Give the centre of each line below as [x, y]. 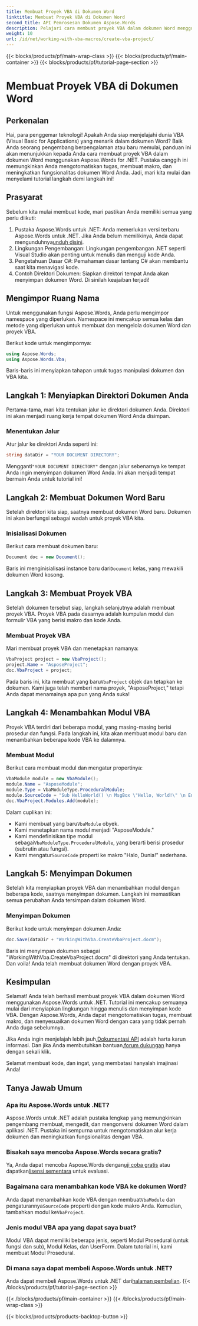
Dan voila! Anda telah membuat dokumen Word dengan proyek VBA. [89, 963]
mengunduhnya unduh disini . [49, 242]
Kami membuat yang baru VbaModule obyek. [67, 823]
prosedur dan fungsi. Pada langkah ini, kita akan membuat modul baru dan [97, 733]
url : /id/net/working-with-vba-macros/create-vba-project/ [80, 39]
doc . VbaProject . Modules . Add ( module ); [52, 801]
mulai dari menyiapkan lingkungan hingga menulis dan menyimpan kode [94, 1009]
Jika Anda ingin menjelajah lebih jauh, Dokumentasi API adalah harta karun [96, 1039]
